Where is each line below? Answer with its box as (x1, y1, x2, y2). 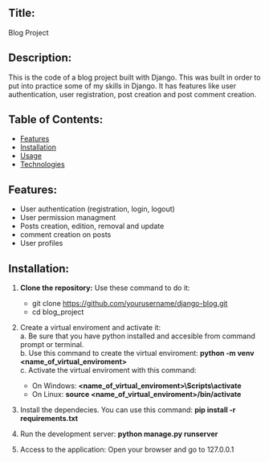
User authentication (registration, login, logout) (19, 204, 175, 214)
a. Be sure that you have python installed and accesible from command (19, 331, 255, 341)
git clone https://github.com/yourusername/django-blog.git (31, 299, 228, 309)
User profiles (19, 239, 63, 248)
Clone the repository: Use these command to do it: (19, 283, 190, 292)
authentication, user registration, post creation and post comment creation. (8, 89, 257, 99)
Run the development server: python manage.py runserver (19, 429, 218, 439)
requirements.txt (19, 414, 79, 423)
